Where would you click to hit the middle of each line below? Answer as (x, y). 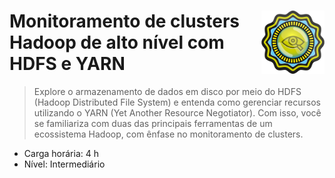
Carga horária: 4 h (61, 153)
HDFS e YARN (67, 64)
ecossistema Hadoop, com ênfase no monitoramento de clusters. (168, 134)
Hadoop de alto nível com (117, 42)
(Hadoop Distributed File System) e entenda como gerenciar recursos (177, 102)
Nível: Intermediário (64, 164)
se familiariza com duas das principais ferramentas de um (153, 123)
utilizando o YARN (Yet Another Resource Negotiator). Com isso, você (177, 112)
